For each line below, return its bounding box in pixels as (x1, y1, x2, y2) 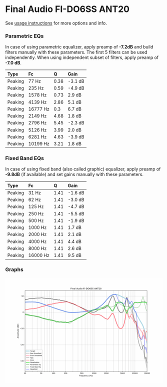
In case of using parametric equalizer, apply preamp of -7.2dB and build (5, 44, 153, 50)
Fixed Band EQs (5, 154, 44, 161)
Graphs (5, 266, 23, 273)
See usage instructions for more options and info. (5, 20, 107, 26)
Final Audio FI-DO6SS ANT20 (5, 3, 130, 15)
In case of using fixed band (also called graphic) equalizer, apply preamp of (5, 166, 161, 172)
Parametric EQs (5, 32, 44, 39)
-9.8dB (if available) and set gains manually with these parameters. (5, 171, 144, 177)
